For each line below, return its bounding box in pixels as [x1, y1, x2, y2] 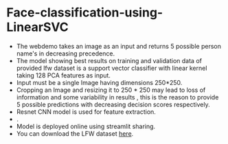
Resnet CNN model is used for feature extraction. [16, 108, 156, 116]
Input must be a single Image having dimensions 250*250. [16, 78, 183, 86]
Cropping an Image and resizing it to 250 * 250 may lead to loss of [16, 86, 206, 94]
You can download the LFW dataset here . [16, 129, 134, 138]
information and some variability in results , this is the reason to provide [16, 93, 219, 101]
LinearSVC [6, 19, 69, 35]
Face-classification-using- [6, 5, 163, 21]
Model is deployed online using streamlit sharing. [16, 122, 156, 130]
